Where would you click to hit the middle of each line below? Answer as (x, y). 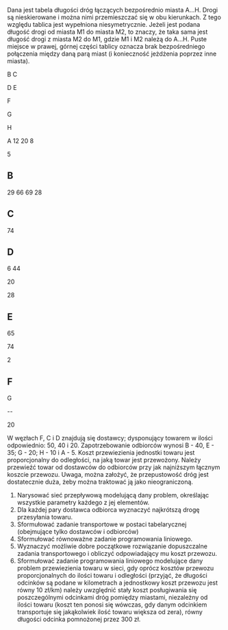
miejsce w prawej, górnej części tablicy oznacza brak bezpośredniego (106, 46)
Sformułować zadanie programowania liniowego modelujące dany (110, 561)
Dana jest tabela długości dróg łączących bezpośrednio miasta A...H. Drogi (112, 10)
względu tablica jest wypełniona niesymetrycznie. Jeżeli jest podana (104, 24)
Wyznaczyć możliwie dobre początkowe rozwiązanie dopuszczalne (112, 546)
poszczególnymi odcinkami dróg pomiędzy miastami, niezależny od (112, 598)
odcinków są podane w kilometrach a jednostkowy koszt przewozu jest (117, 583)
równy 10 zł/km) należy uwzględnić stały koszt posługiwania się (107, 590)
